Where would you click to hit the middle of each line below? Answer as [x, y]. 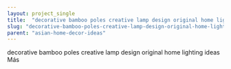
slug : [15, 26]
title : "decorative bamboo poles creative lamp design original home [110, 20]
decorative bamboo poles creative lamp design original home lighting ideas [113, 52]
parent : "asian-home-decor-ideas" [57, 33]
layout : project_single [41, 13]
